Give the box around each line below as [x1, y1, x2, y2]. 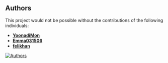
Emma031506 [12, 37, 43, 43]
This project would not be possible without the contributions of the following [5, 17, 163, 23]
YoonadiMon [12, 32, 40, 38]
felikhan [12, 42, 30, 49]
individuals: [5, 22, 29, 28]
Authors [5, 4, 32, 12]
